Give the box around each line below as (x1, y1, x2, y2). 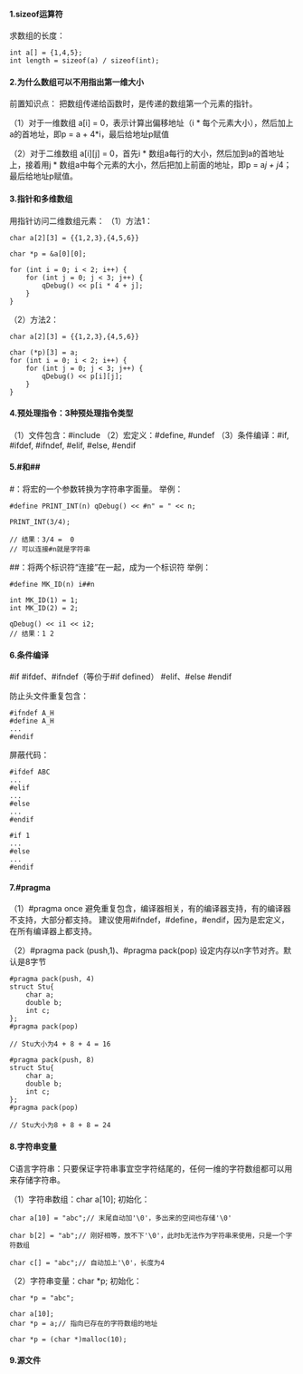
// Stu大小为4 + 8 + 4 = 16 (9, 1039, 111, 1049)
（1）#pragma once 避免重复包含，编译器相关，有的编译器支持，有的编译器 (9, 903, 291, 914)
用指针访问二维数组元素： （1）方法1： (9, 215, 154, 226)
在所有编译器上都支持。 (9, 926, 97, 937)
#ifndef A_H (9, 708, 54, 718)
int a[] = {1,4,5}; (9, 48, 83, 58)
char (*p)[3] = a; (9, 347, 79, 357)
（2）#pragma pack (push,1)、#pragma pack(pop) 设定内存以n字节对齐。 (9, 945, 284, 956)
